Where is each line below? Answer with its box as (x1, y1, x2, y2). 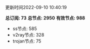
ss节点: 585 (12, 25, 37, 31)
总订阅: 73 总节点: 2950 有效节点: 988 (5, 15, 85, 21)
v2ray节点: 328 (12, 32, 44, 37)
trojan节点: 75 (12, 38, 41, 44)
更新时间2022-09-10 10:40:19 (5, 4, 67, 10)
